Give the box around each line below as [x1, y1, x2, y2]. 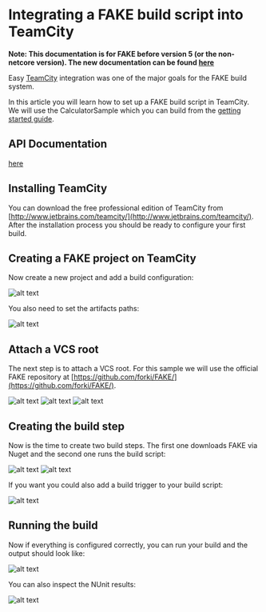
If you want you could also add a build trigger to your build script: [8, 480, 224, 490]
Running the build [8, 518, 98, 533]
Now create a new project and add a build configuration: [8, 273, 194, 282]
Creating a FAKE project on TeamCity [8, 251, 197, 265]
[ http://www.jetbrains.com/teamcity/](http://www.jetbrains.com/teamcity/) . [8, 211, 254, 221]
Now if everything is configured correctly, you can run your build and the [8, 540, 248, 550]
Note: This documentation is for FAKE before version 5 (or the [8, 49, 217, 58]
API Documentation [8, 138, 108, 151]
